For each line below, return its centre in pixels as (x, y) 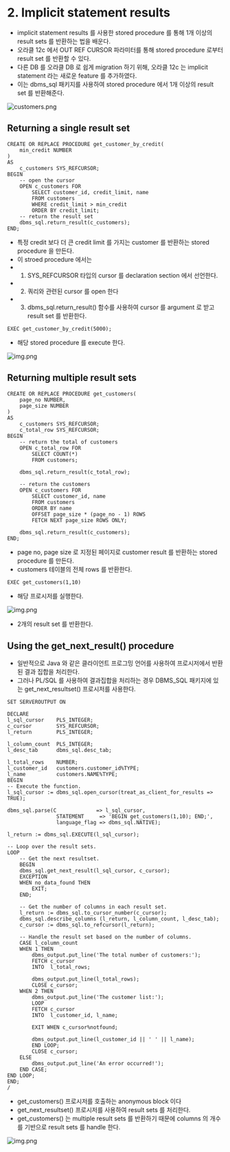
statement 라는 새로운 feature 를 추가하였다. (77, 75)
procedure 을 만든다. (45, 251)
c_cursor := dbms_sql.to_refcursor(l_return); (87, 925)
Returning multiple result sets (72, 378)
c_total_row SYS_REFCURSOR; (59, 430)
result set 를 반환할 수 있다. (54, 58)
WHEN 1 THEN (36, 949)
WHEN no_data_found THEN (55, 883)
